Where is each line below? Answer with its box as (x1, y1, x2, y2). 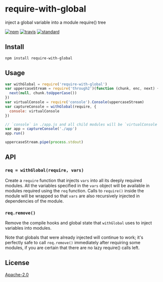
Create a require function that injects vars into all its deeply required (5, 177, 142, 183)
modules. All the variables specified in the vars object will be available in (5, 183, 150, 188)
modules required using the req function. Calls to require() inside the (5, 188, 144, 193)
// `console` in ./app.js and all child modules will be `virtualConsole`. (5, 122, 162, 127)
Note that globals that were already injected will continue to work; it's (5, 235, 144, 240)
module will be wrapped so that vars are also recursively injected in (5, 193, 140, 199)
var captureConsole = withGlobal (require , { (5, 104, 97, 109)
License (5, 259, 30, 267)
